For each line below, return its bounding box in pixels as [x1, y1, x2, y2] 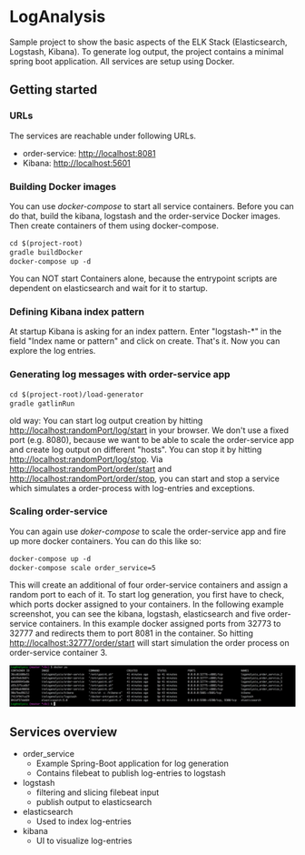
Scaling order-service [9, 505, 108, 518]
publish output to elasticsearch [35, 797, 152, 808]
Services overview [9, 725, 118, 740]
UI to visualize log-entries [35, 835, 133, 847]
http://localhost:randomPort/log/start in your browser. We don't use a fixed [9, 425, 289, 436]
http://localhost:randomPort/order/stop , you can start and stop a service [9, 473, 280, 484]
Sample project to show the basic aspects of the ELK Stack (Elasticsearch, [9, 36, 288, 47]
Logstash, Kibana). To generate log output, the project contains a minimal [9, 45, 284, 56]
